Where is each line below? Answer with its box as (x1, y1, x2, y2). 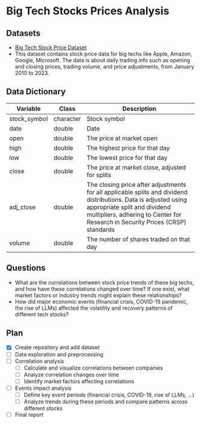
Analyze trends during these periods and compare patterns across (23, 398, 188, 405)
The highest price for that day (86, 144, 170, 152)
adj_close (9, 202, 36, 211)
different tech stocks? (14, 310, 69, 318)
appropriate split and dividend (86, 202, 171, 211)
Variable (16, 104, 41, 113)
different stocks (23, 405, 63, 411)
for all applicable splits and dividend (86, 187, 188, 196)
